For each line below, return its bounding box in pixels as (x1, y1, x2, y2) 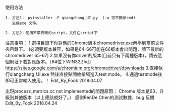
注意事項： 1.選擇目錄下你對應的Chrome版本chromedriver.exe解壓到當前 (5, 40, 155, 46)
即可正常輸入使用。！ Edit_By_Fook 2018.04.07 (5, 77, 102, 83)
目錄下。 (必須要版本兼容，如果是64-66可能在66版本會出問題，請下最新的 (9, 46, 164, 52)
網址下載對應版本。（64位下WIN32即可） (9, 59, 94, 64)
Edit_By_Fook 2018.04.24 (5, 100, 58, 106)
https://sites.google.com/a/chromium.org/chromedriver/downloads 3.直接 (5, 65, 159, 71)
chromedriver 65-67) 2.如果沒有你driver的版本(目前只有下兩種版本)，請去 (5, 52, 158, 58)
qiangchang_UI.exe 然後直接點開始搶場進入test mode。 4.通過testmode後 (9, 71, 162, 77)
